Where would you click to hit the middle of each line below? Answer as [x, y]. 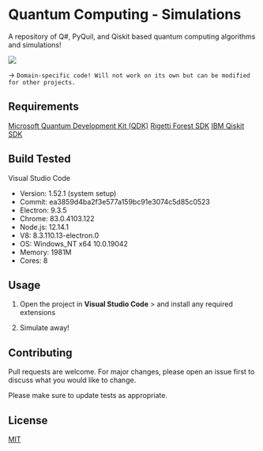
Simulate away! [44, 328]
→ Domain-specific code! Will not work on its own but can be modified [129, 75]
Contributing [40, 353]
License [28, 420]
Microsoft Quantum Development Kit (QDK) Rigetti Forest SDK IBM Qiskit [126, 126]
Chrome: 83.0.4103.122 [57, 218]
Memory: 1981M [45, 252]
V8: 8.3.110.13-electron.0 [59, 235]
